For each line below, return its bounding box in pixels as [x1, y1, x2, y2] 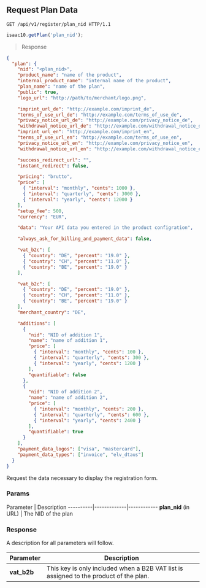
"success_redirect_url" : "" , [17, 157, 92, 163]
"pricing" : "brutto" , [17, 174, 72, 180]
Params [6, 489, 29, 498]
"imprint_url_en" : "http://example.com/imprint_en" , [17, 129, 155, 135]
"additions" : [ [17, 320, 56, 327]
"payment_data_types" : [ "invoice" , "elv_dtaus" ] [17, 451, 144, 458]
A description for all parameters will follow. [6, 540, 115, 547]
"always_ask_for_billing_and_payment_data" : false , [17, 236, 152, 242]
